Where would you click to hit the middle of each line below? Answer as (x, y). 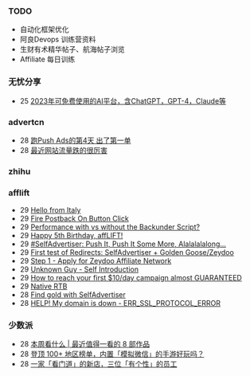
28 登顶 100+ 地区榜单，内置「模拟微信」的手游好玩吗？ (112, 354)
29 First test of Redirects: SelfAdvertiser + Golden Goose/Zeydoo (127, 253)
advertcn (26, 122)
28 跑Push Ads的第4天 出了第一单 (75, 140)
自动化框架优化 (44, 29)
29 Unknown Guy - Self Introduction (79, 269)
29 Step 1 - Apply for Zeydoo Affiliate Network (96, 261)
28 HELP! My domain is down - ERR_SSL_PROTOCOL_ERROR (120, 304)
